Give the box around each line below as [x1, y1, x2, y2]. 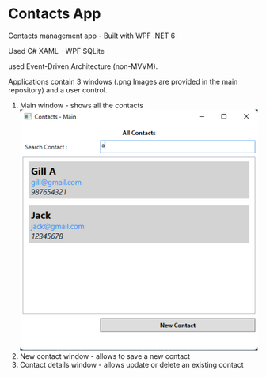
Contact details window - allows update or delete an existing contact [19, 360, 244, 370]
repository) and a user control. [8, 85, 108, 95]
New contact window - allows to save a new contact [19, 352, 191, 361]
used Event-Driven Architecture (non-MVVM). [8, 61, 158, 71]
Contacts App [8, 5, 101, 23]
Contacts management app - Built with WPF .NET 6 [8, 31, 176, 40]
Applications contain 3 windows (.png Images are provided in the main [8, 77, 238, 86]
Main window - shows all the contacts [19, 100, 144, 110]
